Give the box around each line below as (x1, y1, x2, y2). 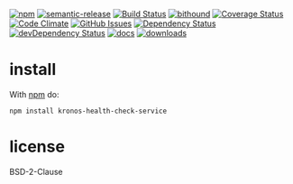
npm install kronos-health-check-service (9, 106, 168, 115)
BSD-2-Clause (9, 166, 63, 177)
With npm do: (9, 88, 60, 99)
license (9, 136, 66, 157)
